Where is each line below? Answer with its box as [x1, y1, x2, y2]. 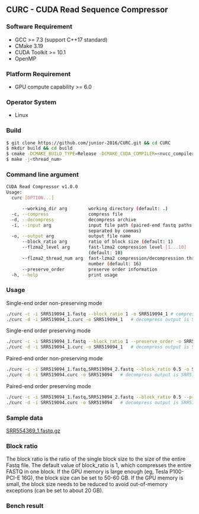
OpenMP [14, 55, 37, 62]
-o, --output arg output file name [11, 233, 131, 239]
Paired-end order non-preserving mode [6, 355, 103, 362]
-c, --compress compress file [11, 211, 123, 217]
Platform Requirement [6, 69, 71, 78]
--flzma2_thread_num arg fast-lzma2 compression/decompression [21, 255, 184, 261]
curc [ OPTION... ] [11, 195, 54, 201]
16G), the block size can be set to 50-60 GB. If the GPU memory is [21, 474, 184, 481]
